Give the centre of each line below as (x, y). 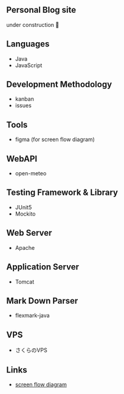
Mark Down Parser (42, 301)
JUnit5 (23, 207)
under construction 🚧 (33, 24)
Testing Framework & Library (62, 193)
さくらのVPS (31, 350)
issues (23, 106)
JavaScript (29, 65)
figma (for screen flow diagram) (55, 139)
